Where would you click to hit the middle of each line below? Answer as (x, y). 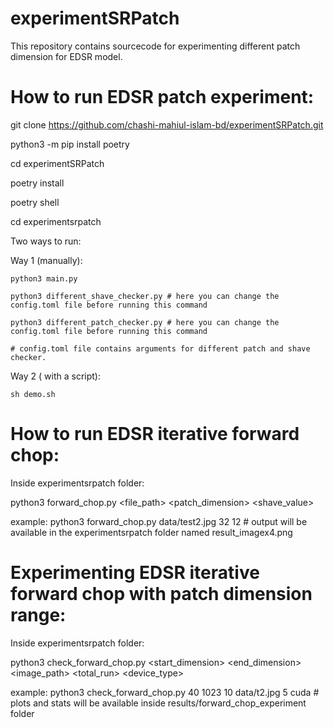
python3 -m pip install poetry (70, 144)
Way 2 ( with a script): (55, 376)
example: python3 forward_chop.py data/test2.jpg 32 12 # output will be (159, 521)
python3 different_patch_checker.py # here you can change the (145, 322)
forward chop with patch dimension (161, 594)
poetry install (37, 183)
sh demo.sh (33, 394)
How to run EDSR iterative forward (155, 434)
